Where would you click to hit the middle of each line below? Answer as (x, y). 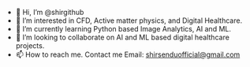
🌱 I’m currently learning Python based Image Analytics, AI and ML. (123, 29)
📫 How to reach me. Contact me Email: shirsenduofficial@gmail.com (128, 54)
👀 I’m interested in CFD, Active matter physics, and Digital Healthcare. (129, 20)
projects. (30, 46)
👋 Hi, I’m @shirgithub (50, 12)
